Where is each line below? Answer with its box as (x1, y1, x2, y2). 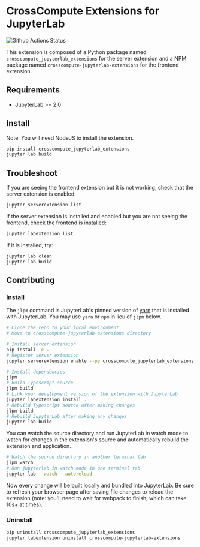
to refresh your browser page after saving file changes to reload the (6, 488, 174, 495)
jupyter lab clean (6, 253, 52, 259)
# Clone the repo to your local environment (6, 325, 119, 331)
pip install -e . (6, 347, 50, 353)
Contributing (6, 275, 55, 285)
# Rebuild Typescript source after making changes (6, 402, 135, 408)
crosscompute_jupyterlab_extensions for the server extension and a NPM (6, 55, 187, 62)
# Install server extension (6, 341, 77, 347)
